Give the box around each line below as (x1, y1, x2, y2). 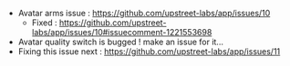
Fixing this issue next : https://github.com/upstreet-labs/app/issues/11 (17, 46, 281, 57)
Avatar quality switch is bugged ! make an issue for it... (17, 36, 223, 47)
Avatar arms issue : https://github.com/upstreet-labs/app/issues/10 (17, 8, 271, 18)
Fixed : (31, 17, 57, 28)
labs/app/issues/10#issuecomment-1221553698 (31, 27, 212, 37)
